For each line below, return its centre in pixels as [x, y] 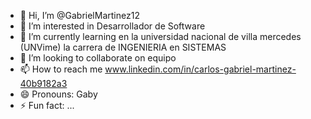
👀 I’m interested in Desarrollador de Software [112, 26]
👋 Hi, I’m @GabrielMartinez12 [79, 15]
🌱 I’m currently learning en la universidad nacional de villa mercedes [160, 36]
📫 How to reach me [61, 69]
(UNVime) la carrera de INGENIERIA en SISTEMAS [123, 47]
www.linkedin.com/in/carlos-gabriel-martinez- [200, 69]
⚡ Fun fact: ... [47, 105]
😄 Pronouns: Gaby [58, 94]
